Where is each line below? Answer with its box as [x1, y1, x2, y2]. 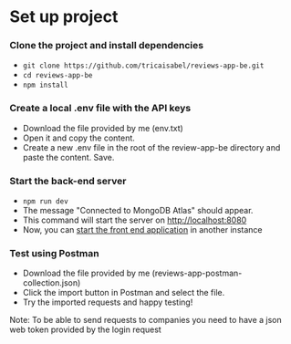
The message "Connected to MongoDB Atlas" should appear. [22, 205, 254, 216]
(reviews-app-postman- [151, 267, 243, 279]
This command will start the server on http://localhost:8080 [22, 214, 247, 225]
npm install [22, 80, 68, 90]
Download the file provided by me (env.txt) [22, 122, 184, 133]
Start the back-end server [9, 174, 127, 187]
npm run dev [22, 197, 68, 206]
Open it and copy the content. [22, 132, 135, 143]
